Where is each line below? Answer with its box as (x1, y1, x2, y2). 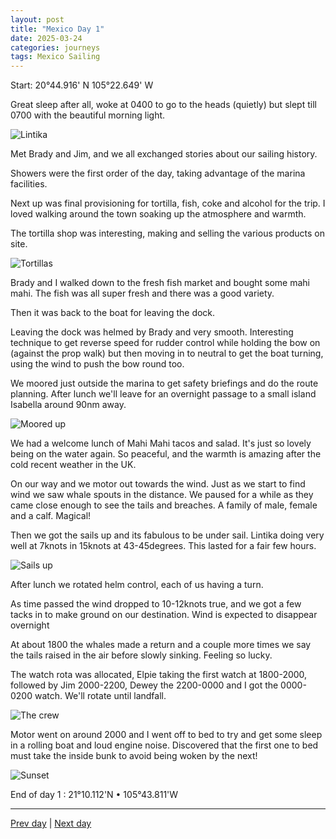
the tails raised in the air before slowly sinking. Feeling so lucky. (10, 649, 273, 661)
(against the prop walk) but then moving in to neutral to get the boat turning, (10, 347, 324, 360)
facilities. (10, 178, 48, 190)
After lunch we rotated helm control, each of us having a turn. (10, 579, 264, 591)
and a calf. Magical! (10, 510, 92, 522)
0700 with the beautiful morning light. (10, 109, 166, 121)
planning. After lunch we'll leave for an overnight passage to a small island (10, 388, 317, 400)
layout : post (10, 14, 65, 25)
